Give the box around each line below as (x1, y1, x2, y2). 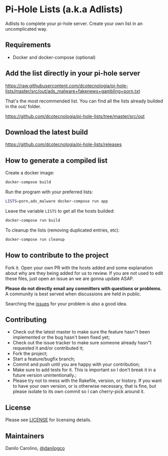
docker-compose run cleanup (5, 237, 65, 242)
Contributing (5, 315, 47, 324)
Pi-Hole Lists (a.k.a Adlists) (5, 4, 123, 15)
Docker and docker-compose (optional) (12, 54, 96, 60)
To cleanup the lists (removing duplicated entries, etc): (5, 227, 120, 233)
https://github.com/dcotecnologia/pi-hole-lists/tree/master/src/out (5, 113, 145, 119)
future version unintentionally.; (12, 372, 77, 378)
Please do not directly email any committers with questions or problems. (5, 285, 162, 291)
